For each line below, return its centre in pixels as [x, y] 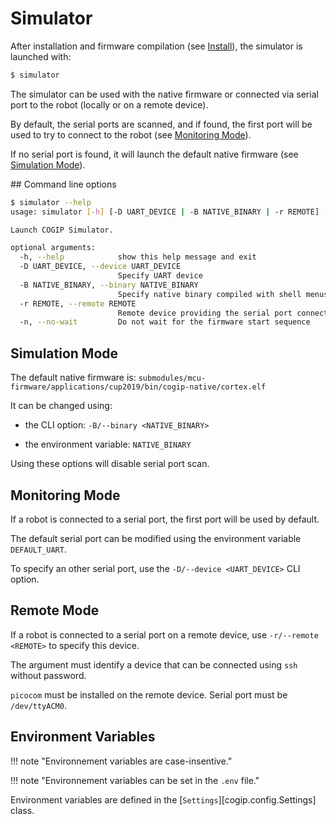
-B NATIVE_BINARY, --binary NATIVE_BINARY [109, 285]
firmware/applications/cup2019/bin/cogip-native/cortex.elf [138, 387]
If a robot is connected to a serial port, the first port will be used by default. [165, 519]
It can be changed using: [61, 406]
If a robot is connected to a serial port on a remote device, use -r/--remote [164, 634]
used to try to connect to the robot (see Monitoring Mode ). [131, 134]
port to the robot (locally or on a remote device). [109, 104]
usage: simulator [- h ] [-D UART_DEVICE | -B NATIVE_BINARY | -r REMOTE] [165, 212]
